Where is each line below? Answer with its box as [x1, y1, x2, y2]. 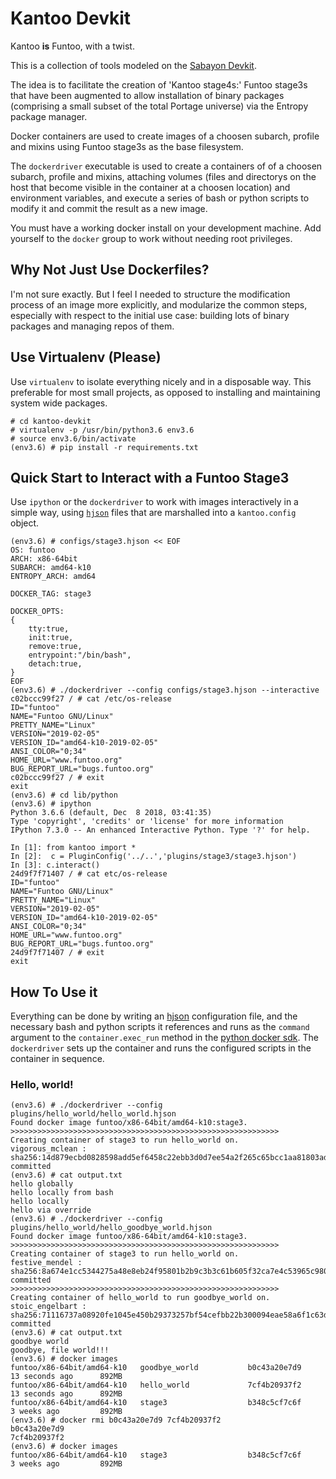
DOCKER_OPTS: [10, 607, 65, 617]
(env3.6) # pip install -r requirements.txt [10, 442, 199, 452]
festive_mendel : [10, 1258, 83, 1268]
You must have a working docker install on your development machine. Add [10, 222, 322, 234]
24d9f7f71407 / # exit [10, 948, 105, 958]
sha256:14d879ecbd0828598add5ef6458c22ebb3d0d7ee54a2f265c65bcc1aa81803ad [10, 1153, 329, 1163]
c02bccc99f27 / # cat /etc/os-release [10, 694, 172, 704]
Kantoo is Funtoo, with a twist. [10, 40, 135, 52]
